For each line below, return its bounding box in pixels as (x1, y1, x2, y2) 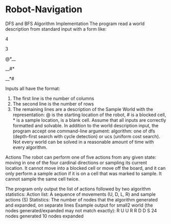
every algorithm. (12, 144, 47, 150)
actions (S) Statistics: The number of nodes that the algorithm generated (5, 196, 158, 203)
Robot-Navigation (5, 4, 83, 15)
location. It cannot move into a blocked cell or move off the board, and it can (5, 165, 166, 171)
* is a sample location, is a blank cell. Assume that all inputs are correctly (12, 117, 166, 123)
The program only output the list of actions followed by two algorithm (5, 186, 151, 192)
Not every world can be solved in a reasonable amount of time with (12, 139, 154, 145)
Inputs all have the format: (5, 85, 60, 92)
